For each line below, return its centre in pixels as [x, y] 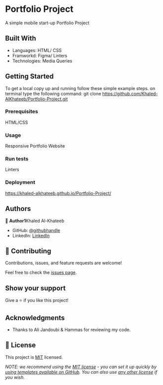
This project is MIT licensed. [34, 357]
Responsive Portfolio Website [35, 146]
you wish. [15, 377]
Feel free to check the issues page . [41, 273]
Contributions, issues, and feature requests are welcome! [64, 263]
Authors [18, 209]
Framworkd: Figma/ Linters [40, 55]
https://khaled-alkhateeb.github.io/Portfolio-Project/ [58, 193]
